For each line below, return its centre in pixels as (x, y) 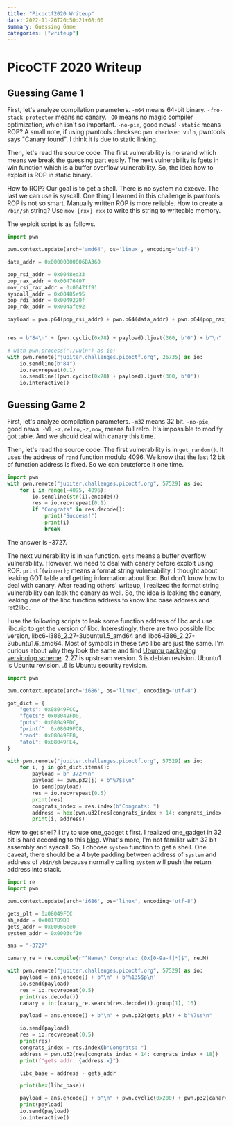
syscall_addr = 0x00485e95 (46, 294)
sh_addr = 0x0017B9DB (38, 920)
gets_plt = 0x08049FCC (40, 913)
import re (21, 882)
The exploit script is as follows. (51, 224)
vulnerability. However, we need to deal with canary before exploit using (110, 563)
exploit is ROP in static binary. (50, 175)
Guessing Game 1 (45, 93)
